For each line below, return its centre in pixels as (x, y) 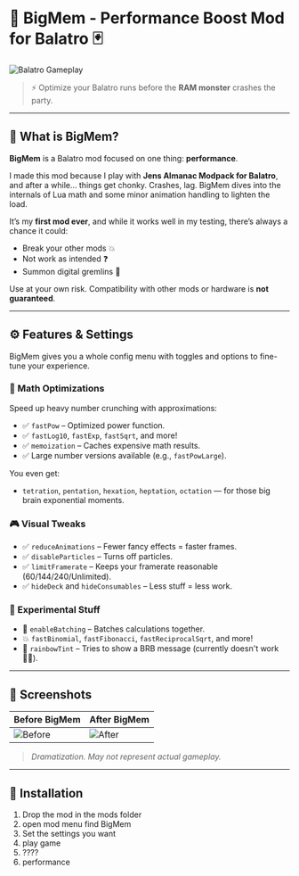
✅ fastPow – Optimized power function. (93, 425)
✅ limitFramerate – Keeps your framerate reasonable (120, 566)
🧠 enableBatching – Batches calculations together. (113, 629)
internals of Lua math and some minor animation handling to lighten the (140, 194)
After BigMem (119, 720)
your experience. (59, 366)
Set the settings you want (69, 834)
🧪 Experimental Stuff (55, 610)
